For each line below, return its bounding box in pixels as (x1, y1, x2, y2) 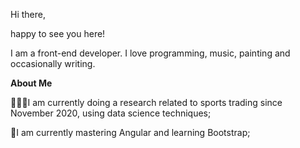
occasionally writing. (10, 58, 96, 69)
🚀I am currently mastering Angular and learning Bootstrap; (10, 127, 251, 138)
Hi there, (10, 9, 46, 20)
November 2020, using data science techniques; (10, 107, 212, 119)
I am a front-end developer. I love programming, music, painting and (10, 47, 291, 59)
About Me (10, 77, 53, 89)
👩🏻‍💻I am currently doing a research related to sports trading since (10, 97, 283, 108)
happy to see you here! (10, 28, 106, 39)
